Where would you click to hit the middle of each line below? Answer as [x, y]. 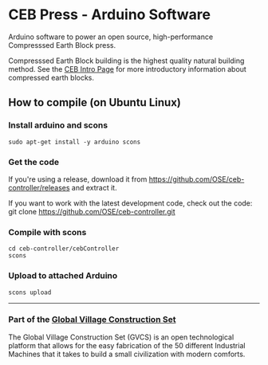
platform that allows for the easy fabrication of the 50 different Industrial [127, 345]
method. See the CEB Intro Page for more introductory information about [128, 69]
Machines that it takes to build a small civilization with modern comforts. [127, 354]
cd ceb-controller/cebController [64, 249]
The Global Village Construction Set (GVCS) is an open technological [121, 337]
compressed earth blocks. [51, 77]
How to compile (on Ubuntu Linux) [95, 102]
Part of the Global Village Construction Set [92, 320]
